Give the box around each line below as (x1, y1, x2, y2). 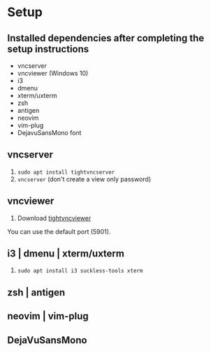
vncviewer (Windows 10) (17, 69, 89, 77)
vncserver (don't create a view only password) (17, 174, 152, 183)
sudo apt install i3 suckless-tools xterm (17, 268, 143, 275)
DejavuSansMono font (17, 129, 82, 137)
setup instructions (7, 43, 89, 55)
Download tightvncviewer (17, 214, 92, 222)
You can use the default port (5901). (7, 227, 111, 235)
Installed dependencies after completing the (7, 32, 205, 44)
